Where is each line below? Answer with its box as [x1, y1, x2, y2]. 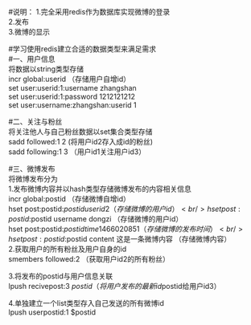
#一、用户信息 [8, 55, 56, 63]
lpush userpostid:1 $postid [8, 307, 97, 317]
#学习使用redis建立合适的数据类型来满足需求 [8, 44, 157, 54]
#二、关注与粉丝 [8, 117, 63, 126]
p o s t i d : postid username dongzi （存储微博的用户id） [8, 214, 183, 223]
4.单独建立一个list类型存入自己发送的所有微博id [8, 299, 165, 307]
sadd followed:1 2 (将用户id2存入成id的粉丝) [8, 137, 154, 146]
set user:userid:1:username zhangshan [8, 83, 137, 92]
